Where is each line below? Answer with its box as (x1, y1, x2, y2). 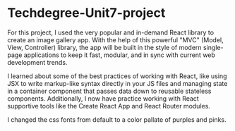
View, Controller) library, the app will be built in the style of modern (7, 43, 203, 51)
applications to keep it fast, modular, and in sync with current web (23, 51, 215, 59)
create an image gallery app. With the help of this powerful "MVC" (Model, (7, 35, 224, 44)
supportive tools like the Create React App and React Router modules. (7, 101, 210, 110)
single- (203, 43, 224, 51)
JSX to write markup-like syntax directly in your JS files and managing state (7, 79, 228, 87)
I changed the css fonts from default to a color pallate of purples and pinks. (7, 115, 227, 124)
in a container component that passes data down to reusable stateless (7, 87, 212, 95)
